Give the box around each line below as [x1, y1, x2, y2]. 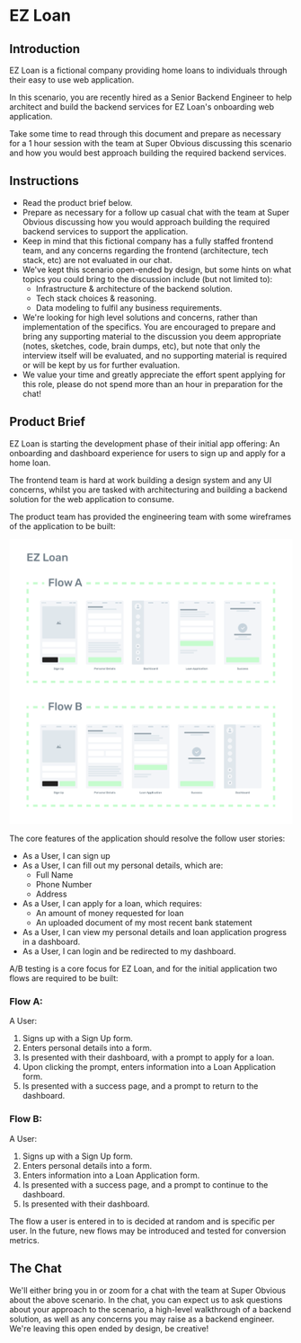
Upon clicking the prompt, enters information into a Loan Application [22, 1062, 277, 1073]
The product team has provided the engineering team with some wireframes [9, 511, 292, 522]
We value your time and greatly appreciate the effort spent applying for [22, 369, 286, 380]
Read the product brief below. [22, 197, 133, 208]
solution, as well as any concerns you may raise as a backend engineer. [9, 1313, 275, 1324]
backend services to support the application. [22, 225, 189, 236]
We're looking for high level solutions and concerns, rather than [22, 312, 258, 322]
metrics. [9, 1234, 40, 1245]
